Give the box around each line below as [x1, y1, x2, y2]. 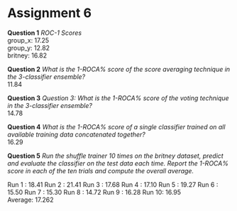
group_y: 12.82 [7, 43, 50, 52]
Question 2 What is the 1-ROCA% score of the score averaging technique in [7, 65, 231, 73]
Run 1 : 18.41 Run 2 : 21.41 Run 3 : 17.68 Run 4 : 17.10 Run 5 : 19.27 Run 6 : [7, 180, 219, 189]
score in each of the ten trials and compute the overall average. [7, 166, 194, 175]
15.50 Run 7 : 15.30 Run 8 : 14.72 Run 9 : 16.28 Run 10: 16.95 [7, 188, 182, 196]
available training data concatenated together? [7, 130, 145, 139]
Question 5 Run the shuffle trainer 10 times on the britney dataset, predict [7, 151, 224, 160]
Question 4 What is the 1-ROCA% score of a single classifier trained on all [7, 122, 226, 131]
